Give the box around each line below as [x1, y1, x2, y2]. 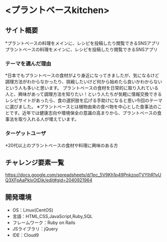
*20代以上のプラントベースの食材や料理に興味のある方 [5, 142, 118, 148]
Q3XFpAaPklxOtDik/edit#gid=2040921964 [5, 177, 93, 183]
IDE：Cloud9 [12, 232, 39, 238]
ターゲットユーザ [5, 130, 46, 137]
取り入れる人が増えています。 [18, 116, 79, 122]
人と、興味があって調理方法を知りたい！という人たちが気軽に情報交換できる [5, 91, 162, 97]
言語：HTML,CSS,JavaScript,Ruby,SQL [12, 213, 93, 219]
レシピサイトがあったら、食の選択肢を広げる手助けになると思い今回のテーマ [5, 97, 163, 103]
